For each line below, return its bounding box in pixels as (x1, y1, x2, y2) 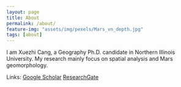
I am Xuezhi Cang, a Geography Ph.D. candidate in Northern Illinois (6, 48, 175, 56)
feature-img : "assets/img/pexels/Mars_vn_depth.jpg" (6, 26, 144, 32)
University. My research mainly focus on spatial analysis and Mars (6, 55, 173, 62)
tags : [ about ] (6, 32, 43, 38)
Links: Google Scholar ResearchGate (6, 74, 99, 81)
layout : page (6, 9, 40, 15)
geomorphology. (6, 62, 48, 69)
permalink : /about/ (6, 20, 56, 26)
